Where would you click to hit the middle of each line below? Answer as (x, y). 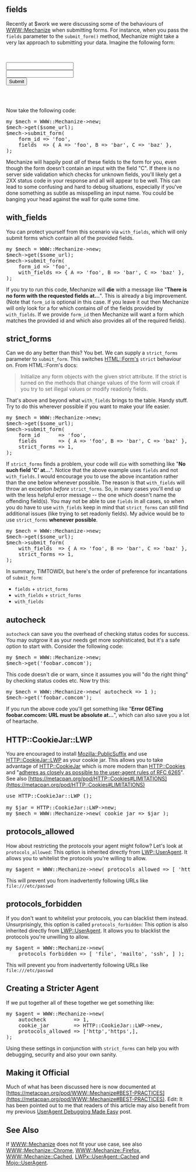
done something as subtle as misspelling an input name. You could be (90, 193)
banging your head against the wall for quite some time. (73, 199)
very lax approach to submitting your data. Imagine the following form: (90, 42)
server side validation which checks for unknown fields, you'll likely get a (94, 174)
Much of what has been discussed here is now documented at (81, 1087)
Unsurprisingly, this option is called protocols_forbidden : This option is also (97, 924)
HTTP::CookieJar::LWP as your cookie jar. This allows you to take (85, 760)
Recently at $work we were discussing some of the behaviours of (85, 23)
